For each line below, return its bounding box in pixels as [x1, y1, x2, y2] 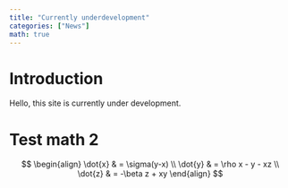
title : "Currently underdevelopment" [9, 13, 150, 22]
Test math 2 [9, 129, 99, 150]
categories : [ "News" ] [9, 21, 90, 30]
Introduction [9, 68, 104, 89]
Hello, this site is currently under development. [9, 98, 182, 108]
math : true [9, 30, 50, 38]
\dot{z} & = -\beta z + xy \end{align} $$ [77, 168, 224, 179]
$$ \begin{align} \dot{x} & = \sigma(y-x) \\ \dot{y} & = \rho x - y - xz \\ [21, 158, 280, 170]
